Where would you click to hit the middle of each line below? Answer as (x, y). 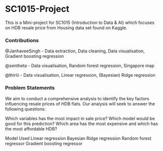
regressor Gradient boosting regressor (44, 143)
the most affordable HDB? (31, 129)
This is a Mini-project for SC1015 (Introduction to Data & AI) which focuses (80, 22)
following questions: (25, 109)
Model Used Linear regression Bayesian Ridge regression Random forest (78, 138)
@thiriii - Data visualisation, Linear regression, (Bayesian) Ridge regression (80, 75)
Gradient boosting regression (35, 56)
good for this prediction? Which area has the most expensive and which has (81, 124)
